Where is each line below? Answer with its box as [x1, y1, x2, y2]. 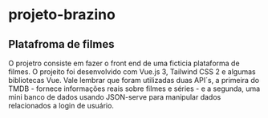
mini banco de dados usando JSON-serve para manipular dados [8, 92, 221, 101]
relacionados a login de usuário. [8, 101, 115, 110]
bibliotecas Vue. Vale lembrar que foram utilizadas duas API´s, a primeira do [8, 76, 259, 85]
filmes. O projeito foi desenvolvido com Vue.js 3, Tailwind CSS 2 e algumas [8, 67, 256, 77]
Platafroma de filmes [8, 37, 115, 51]
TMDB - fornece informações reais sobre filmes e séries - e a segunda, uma [8, 84, 261, 93]
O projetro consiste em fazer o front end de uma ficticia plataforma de [8, 58, 240, 68]
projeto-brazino [8, 6, 116, 24]
